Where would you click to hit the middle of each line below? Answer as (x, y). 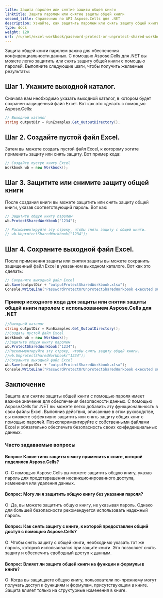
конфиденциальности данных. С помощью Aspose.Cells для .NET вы (76, 56)
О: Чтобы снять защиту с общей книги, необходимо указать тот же (75, 542)
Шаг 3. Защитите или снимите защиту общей (77, 183)
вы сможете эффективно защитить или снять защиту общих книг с (74, 417)
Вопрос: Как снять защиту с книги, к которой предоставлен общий (77, 526)
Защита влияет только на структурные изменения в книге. (66, 590)
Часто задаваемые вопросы (41, 445)
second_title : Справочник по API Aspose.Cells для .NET (63, 19)
